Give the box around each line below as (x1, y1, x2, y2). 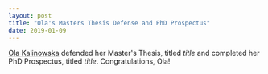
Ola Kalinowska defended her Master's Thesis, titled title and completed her (8, 49, 260, 58)
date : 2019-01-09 (8, 26, 67, 34)
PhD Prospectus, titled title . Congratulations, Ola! (8, 56, 171, 66)
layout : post (8, 11, 52, 20)
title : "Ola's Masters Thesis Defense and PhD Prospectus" (8, 19, 211, 27)
